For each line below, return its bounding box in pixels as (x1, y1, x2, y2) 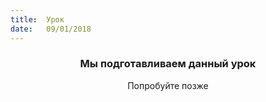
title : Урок (10, 14, 65, 25)
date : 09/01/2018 (10, 24, 92, 34)
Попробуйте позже (127, 79, 209, 91)
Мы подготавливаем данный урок (79, 57, 257, 71)
